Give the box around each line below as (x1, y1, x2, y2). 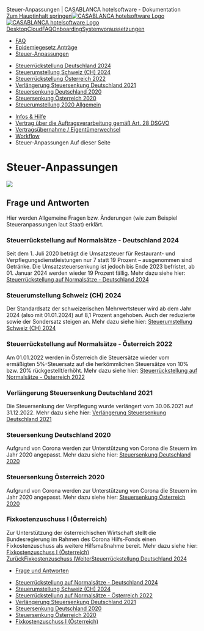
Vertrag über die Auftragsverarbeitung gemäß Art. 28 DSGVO (15, 119, 170, 127)
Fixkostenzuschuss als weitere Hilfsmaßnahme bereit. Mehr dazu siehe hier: (6, 542, 199, 549)
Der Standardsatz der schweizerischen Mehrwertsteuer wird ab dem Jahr (6, 305, 192, 312)
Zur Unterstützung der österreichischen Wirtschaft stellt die (6, 529, 157, 536)
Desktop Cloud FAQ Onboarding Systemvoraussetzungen (6, 25, 145, 32)
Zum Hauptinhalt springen (6, 12, 72, 20)
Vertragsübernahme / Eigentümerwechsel (15, 126, 121, 133)
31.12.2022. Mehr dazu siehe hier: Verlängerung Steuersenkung (6, 409, 167, 416)
